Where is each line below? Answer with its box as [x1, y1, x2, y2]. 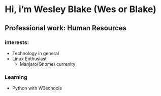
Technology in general [12, 50, 59, 56]
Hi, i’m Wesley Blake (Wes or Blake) [5, 4, 157, 15]
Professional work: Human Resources [5, 24, 127, 32]
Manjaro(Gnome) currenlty [19, 61, 76, 67]
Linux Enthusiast [12, 56, 47, 62]
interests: [5, 39, 29, 46]
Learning [5, 73, 27, 80]
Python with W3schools [12, 85, 62, 91]
